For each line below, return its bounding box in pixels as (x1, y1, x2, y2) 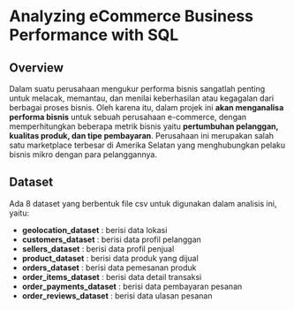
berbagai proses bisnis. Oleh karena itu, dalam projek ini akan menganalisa (9, 102, 284, 112)
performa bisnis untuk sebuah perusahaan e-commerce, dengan (9, 112, 247, 122)
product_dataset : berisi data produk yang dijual (21, 253, 199, 263)
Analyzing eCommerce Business (9, 6, 254, 26)
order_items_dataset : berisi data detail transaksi (21, 271, 202, 282)
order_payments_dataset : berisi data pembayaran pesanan (21, 281, 243, 291)
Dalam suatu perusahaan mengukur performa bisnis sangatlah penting (9, 84, 266, 94)
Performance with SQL (9, 25, 179, 45)
